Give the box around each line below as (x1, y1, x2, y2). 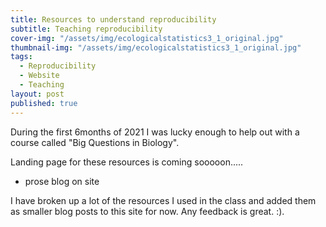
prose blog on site (24, 175, 100, 187)
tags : (10, 52, 33, 62)
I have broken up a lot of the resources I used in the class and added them (10, 194, 317, 206)
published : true (10, 98, 78, 108)
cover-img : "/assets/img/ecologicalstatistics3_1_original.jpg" (10, 33, 284, 43)
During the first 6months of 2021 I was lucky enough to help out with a (10, 126, 300, 138)
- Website (19, 71, 60, 81)
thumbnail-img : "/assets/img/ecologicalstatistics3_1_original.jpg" (10, 42, 302, 53)
